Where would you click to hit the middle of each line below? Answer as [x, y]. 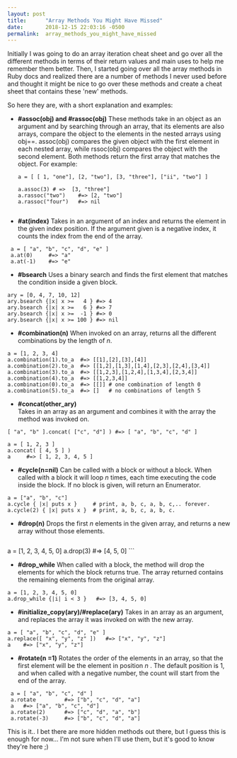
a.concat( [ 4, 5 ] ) [39, 451]
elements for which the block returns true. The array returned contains [121, 572]
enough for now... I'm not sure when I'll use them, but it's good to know [111, 739]
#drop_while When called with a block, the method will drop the [111, 565]
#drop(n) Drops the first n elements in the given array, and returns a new [124, 524]
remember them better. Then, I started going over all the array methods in [115, 69]
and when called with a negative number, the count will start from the [118, 673]
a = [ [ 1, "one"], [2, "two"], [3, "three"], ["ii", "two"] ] [113, 177]
